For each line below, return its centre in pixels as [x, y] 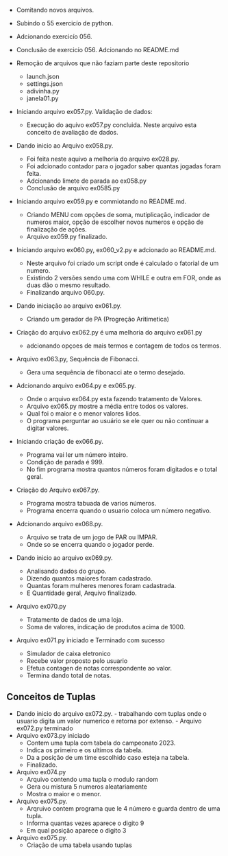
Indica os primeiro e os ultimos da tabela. [85, 750]
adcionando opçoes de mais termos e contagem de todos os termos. [124, 346]
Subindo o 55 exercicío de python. [65, 23]
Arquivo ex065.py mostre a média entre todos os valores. [107, 406]
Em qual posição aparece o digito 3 [76, 830]
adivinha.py [43, 91]
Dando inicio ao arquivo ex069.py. [64, 558]
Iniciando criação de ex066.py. [60, 441]
